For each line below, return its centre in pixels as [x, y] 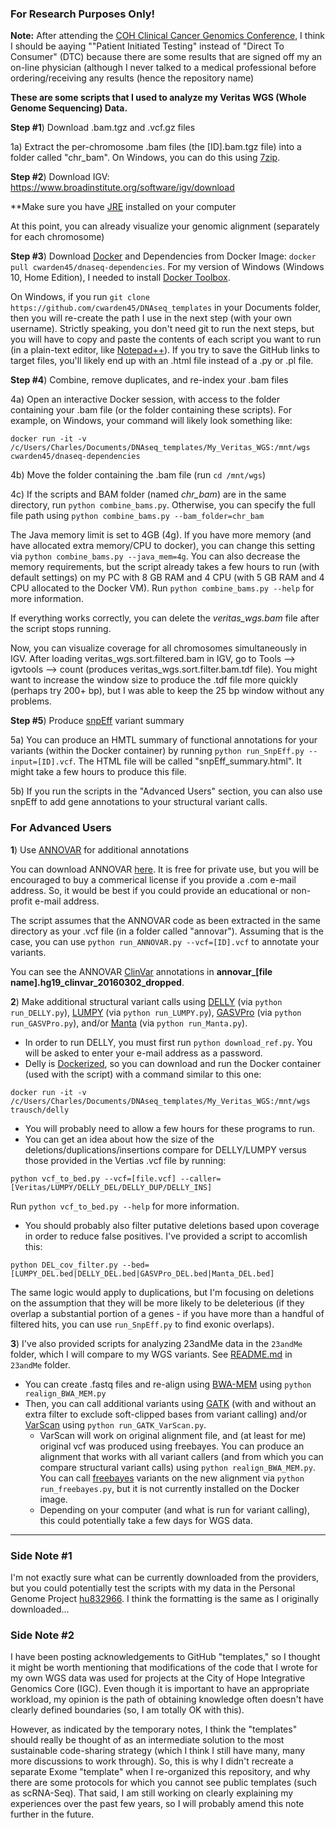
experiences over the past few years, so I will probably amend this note [157, 1804]
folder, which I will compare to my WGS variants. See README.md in [151, 1354]
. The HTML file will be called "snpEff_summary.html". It [187, 761]
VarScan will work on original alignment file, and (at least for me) [173, 1435]
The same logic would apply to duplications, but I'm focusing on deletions [162, 1292]
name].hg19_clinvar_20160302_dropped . [97, 982]
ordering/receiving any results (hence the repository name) [132, 78]
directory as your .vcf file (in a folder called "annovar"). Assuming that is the [167, 931]
